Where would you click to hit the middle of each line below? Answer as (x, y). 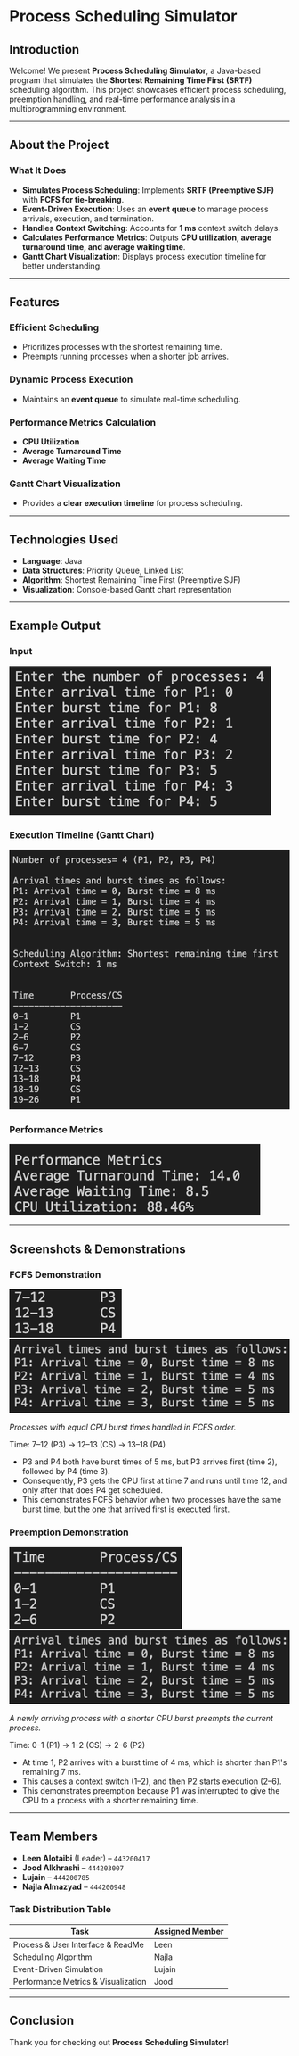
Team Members (53, 1837)
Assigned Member (189, 1932)
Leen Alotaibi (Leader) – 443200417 (86, 1858)
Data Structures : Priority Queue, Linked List (103, 571)
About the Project (59, 145)
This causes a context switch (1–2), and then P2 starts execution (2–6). (152, 1781)
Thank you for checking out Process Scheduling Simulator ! (119, 2042)
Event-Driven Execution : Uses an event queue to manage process (145, 209)
